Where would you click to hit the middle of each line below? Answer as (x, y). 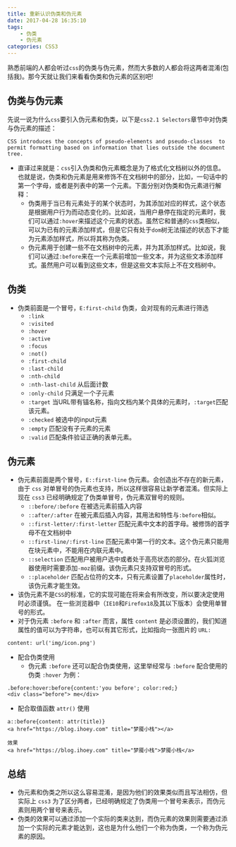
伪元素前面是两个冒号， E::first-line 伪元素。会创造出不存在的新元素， (122, 480)
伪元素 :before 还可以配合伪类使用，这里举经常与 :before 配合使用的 (128, 666)
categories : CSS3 (33, 47)
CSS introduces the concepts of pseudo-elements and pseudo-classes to (116, 141)
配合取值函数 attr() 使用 (54, 709)
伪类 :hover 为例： (55, 675)
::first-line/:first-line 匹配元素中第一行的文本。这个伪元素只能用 (129, 542)
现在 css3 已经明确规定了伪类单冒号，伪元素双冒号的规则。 (103, 497)
